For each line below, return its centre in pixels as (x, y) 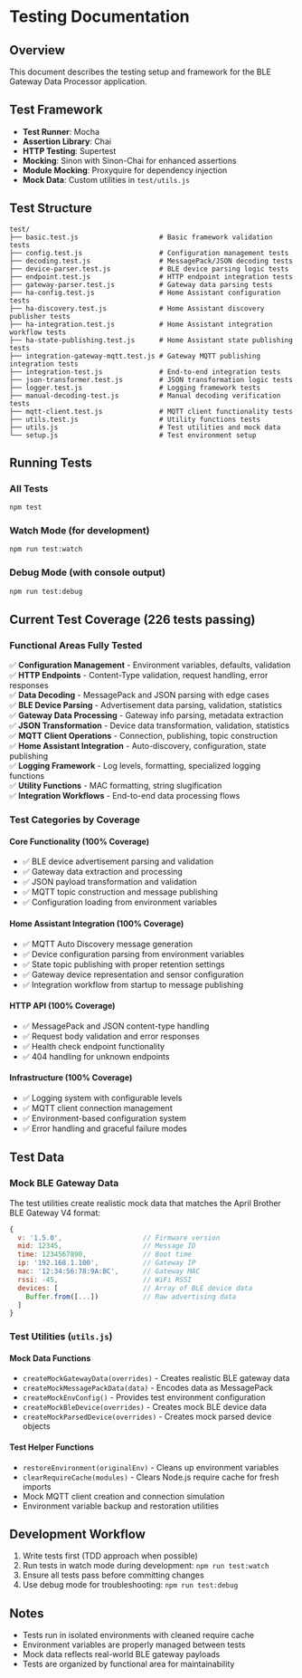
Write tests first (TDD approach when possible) (110, 1556)
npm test (26, 508)
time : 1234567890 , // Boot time (105, 1255)
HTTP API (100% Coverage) (62, 1006)
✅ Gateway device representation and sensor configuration (133, 974)
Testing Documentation (99, 17)
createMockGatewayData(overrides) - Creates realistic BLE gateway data (156, 1378)
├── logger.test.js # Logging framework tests (135, 388)
